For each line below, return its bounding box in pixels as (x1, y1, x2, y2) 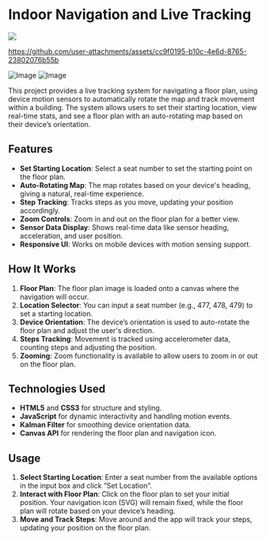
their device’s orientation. (8, 119, 91, 128)
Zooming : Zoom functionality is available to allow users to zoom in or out (19, 350, 258, 360)
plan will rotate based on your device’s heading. (19, 506, 176, 516)
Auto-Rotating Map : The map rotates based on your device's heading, (19, 180, 251, 190)
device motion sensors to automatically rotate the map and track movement (8, 94, 255, 104)
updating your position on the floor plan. (19, 523, 151, 533)
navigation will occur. (19, 292, 89, 301)
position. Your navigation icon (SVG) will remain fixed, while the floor (19, 498, 244, 507)
